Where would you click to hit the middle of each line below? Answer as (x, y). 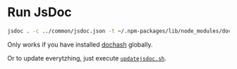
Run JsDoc (39, 12)
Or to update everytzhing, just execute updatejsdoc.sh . (87, 58)
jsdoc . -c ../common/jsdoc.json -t (61, 31)
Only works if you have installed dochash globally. (80, 44)
